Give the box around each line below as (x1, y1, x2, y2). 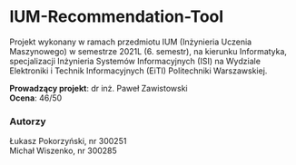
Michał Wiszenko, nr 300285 (9, 145, 118, 156)
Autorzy (9, 115, 47, 128)
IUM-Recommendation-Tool (9, 6, 224, 27)
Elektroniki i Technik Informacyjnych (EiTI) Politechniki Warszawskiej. (9, 65, 268, 76)
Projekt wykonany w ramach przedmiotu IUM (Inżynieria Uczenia (9, 36, 252, 47)
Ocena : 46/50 (9, 92, 63, 103)
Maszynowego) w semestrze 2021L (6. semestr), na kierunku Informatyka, (9, 45, 288, 56)
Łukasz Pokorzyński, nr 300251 (9, 136, 127, 147)
